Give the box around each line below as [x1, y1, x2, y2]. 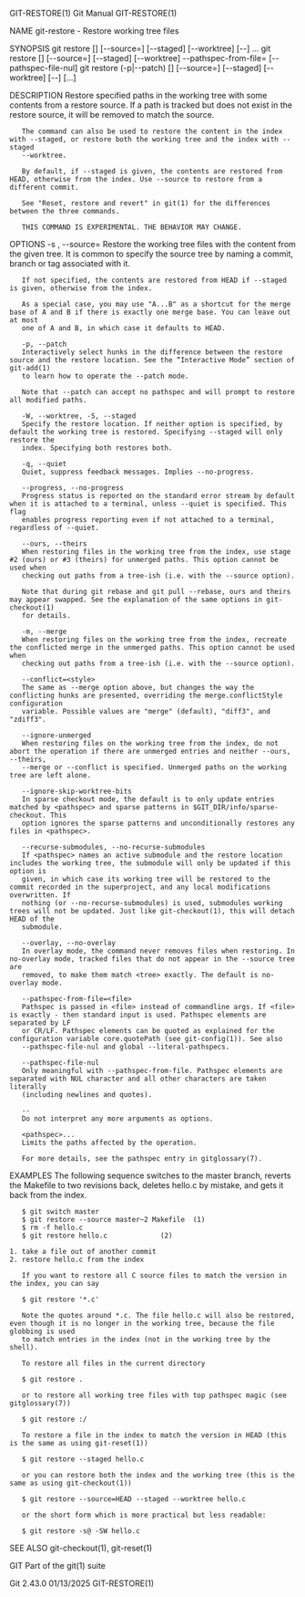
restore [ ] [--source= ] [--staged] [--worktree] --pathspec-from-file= [9, 53, 267, 63]
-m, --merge [21, 627, 67, 636]
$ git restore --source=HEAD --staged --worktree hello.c [21, 1495, 247, 1504]
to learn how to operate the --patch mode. [21, 371, 189, 381]
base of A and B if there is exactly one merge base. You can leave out [9, 308, 291, 317]
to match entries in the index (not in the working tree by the [21, 1335, 271, 1344]
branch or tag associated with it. [9, 258, 130, 268]
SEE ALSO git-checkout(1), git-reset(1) [9, 1542, 153, 1553]
